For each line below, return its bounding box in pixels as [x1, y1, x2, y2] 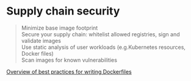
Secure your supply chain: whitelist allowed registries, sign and [21, 30, 180, 37]
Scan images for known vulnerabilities [21, 56, 118, 63]
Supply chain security [6, 4, 120, 18]
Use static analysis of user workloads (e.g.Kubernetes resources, [21, 44, 186, 51]
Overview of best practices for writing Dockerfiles [6, 68, 132, 75]
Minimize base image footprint [21, 24, 98, 31]
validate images [21, 37, 61, 44]
